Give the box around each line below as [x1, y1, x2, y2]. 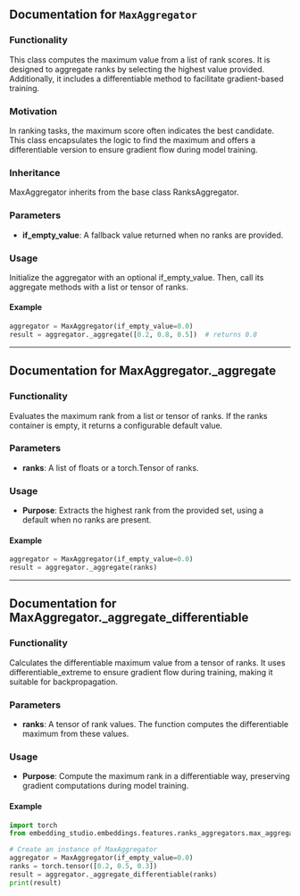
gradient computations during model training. [21, 781, 189, 791]
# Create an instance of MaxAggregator [9, 845, 158, 854]
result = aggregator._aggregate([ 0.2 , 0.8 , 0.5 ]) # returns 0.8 [9, 330, 257, 339]
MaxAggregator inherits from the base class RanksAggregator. [9, 187, 239, 197]
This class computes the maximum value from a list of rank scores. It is [9, 54, 271, 65]
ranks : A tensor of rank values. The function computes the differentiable [21, 719, 289, 730]
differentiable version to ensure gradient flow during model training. [9, 144, 258, 155]
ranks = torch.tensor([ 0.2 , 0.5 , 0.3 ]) [9, 862, 158, 871]
